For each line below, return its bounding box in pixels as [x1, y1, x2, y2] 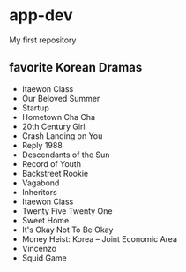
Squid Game [21, 253, 68, 263]
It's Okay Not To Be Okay [21, 224, 114, 235]
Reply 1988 [21, 140, 63, 150]
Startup [21, 102, 50, 113]
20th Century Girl [21, 121, 86, 132]
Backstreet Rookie [21, 168, 89, 178]
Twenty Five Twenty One [21, 205, 113, 216]
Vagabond [21, 178, 60, 188]
